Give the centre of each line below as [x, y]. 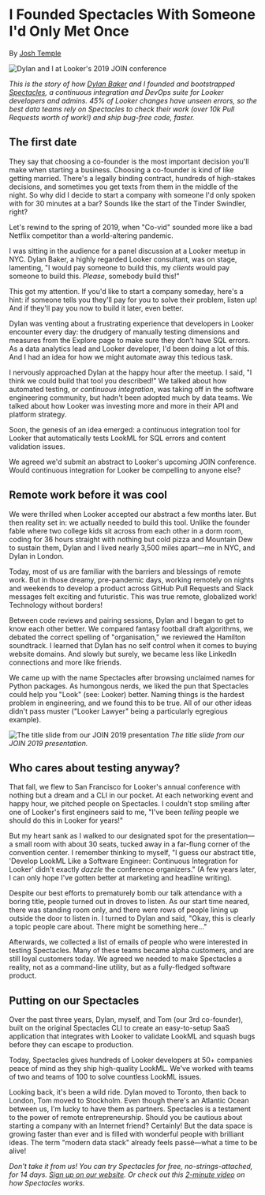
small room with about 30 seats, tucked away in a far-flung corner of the [132, 844]
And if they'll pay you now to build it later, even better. [96, 308]
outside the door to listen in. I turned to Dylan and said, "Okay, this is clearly [132, 918]
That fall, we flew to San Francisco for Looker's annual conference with [125, 787]
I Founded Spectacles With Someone [132, 15]
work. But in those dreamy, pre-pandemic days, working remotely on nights [132, 579]
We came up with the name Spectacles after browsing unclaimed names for [132, 677]
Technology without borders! [56, 605]
